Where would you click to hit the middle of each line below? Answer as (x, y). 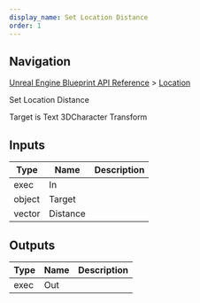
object (27, 199)
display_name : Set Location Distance (79, 17)
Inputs (27, 145)
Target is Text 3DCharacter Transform (78, 117)
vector (27, 214)
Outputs (32, 245)
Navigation (40, 62)
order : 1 (25, 26)
